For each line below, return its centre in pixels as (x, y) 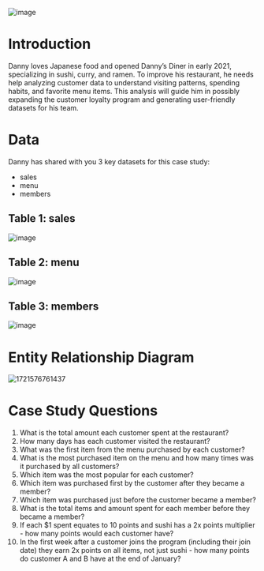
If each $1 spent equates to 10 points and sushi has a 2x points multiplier (138, 525)
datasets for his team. (43, 107)
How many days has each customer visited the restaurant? (115, 441)
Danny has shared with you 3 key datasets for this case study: (109, 161)
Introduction (50, 44)
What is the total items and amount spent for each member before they (135, 509)
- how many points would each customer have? (97, 534)
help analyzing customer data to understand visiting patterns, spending (124, 82)
